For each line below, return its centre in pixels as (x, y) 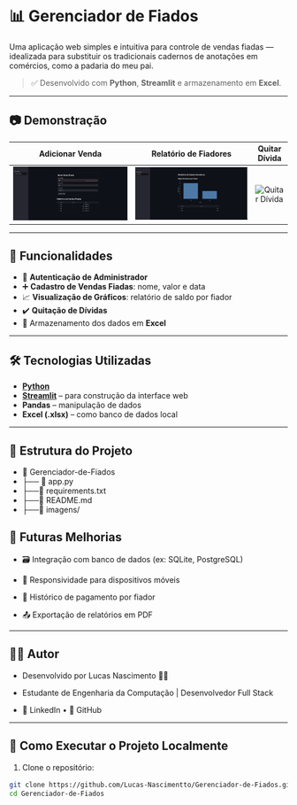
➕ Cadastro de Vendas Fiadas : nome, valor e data (114, 287)
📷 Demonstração (58, 121)
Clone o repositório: (58, 767)
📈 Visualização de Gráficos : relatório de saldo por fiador (127, 298)
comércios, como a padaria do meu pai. (81, 66)
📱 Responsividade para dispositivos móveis (101, 579)
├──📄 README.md (57, 500)
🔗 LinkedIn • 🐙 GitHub (62, 709)
